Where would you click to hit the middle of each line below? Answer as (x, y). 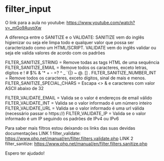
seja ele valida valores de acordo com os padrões (55, 53)
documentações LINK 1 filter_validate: (43, 133)
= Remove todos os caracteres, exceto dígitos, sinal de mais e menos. (76, 78)
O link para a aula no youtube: (35, 23)
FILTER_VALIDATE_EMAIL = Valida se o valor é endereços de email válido (79, 98)
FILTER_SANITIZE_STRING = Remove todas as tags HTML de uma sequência (82, 62)
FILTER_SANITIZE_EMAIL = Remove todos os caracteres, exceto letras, (76, 68)
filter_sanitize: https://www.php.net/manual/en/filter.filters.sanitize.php (76, 143)
